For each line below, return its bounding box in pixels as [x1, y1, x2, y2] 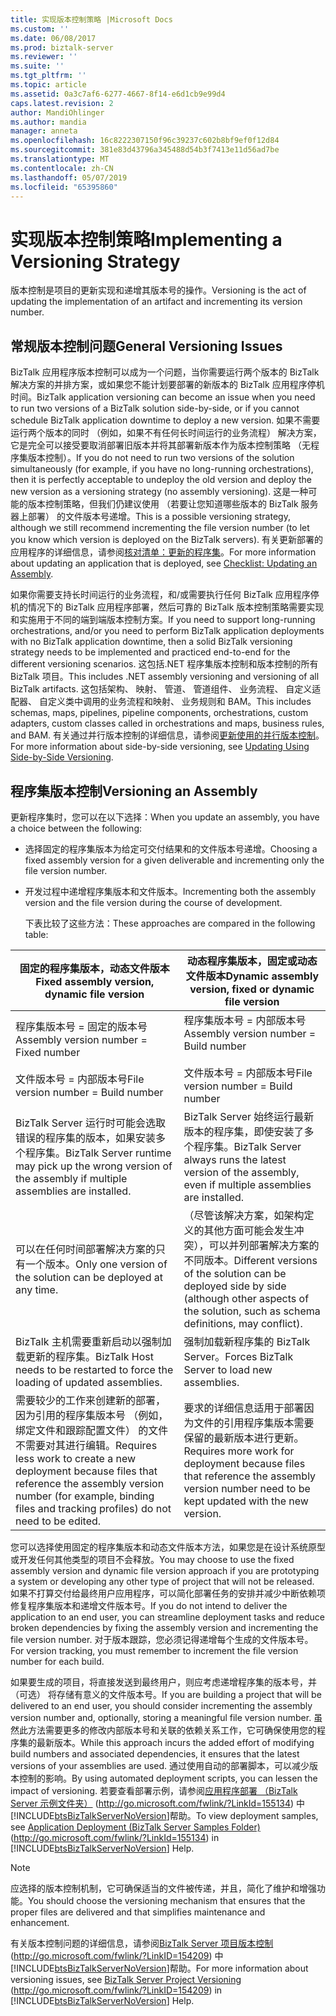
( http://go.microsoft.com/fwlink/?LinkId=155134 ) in [10, 1831, 220, 1843]
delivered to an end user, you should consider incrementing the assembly [10, 1699, 313, 1711]
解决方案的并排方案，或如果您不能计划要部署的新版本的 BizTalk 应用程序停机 [10, 379, 325, 391]
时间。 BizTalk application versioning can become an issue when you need [10, 391, 316, 403]
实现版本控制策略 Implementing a [10, 228, 283, 251]
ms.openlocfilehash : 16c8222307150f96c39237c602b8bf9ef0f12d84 [10, 136, 280, 146]
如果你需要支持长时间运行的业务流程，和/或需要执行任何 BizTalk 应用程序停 [10, 589, 320, 601]
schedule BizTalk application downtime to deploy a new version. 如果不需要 [10, 414, 321, 426]
